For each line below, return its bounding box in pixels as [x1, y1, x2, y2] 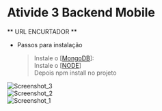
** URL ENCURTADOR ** [7, 27, 77, 36]
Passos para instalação [16, 40, 83, 49]
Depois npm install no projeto [33, 69, 117, 77]
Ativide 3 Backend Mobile [7, 5, 156, 21]
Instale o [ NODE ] [33, 61, 82, 69]
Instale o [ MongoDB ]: [33, 53, 94, 62]
